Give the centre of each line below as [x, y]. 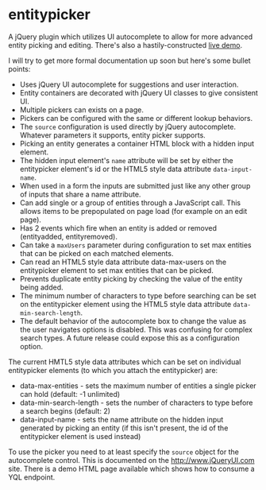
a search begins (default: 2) [65, 410]
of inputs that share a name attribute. [80, 194]
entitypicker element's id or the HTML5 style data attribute [116, 169]
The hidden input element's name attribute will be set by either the [126, 160]
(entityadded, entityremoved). [68, 236]
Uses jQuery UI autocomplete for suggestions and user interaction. [129, 84]
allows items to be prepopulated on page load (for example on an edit [133, 211]
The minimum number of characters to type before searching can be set [138, 295]
